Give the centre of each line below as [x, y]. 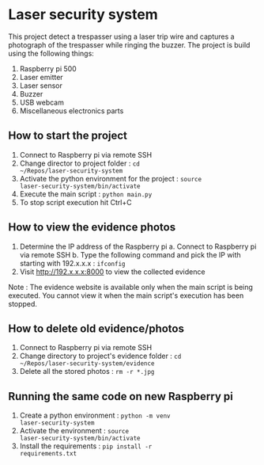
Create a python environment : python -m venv [95, 415]
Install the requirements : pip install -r [86, 446]
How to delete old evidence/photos [96, 328]
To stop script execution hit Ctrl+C [75, 202]
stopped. [23, 303]
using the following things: [51, 53]
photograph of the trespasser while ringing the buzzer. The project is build [129, 44]
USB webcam [42, 102]
